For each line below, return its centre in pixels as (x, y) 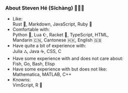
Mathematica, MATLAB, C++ (42, 74)
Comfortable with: (31, 29)
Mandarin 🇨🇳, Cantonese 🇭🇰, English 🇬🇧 (57, 40)
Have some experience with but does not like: (60, 69)
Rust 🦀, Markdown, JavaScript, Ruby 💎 (52, 24)
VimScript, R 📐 (27, 85)
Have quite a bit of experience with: (49, 46)
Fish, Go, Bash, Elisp (34, 64)
